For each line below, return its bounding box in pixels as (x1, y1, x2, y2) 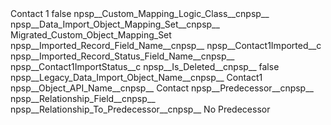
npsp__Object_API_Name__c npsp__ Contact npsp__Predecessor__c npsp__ (10, 82, 314, 94)
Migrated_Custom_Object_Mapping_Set (10, 29, 172, 41)
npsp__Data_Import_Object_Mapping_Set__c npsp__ (10, 18, 220, 30)
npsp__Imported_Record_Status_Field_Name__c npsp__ (10, 50, 235, 62)
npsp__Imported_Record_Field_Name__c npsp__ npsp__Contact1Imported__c (10, 40, 322, 51)
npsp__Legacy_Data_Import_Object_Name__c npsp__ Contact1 (10, 72, 263, 83)
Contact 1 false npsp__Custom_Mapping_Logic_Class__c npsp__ (10, 8, 270, 19)
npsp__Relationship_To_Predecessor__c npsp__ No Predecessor (10, 103, 271, 115)
